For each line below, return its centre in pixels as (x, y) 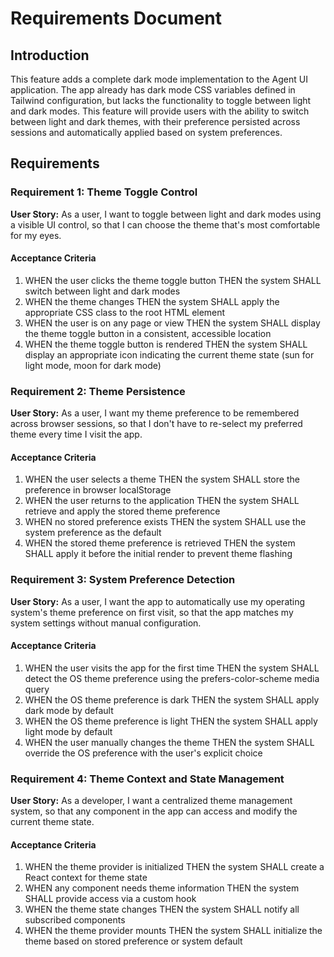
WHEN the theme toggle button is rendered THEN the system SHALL (166, 344)
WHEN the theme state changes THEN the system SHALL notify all (162, 909)
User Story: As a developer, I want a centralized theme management (151, 801)
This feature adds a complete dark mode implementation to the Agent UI (159, 79)
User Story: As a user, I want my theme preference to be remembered (155, 413)
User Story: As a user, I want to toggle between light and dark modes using (166, 214)
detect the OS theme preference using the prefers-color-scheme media (172, 678)
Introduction (50, 55)
